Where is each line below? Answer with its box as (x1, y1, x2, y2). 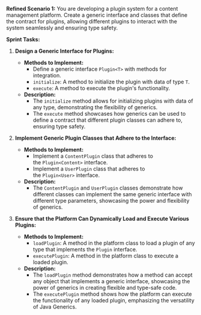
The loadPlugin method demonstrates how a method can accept (32, 271, 193, 278)
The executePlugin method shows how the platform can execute (32, 290, 192, 298)
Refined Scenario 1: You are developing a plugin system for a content (6, 5, 178, 12)
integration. (32, 72, 62, 79)
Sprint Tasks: (6, 36, 40, 43)
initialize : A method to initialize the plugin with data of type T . (32, 78, 190, 85)
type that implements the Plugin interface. (32, 246, 137, 253)
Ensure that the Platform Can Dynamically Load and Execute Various (14, 215, 190, 222)
